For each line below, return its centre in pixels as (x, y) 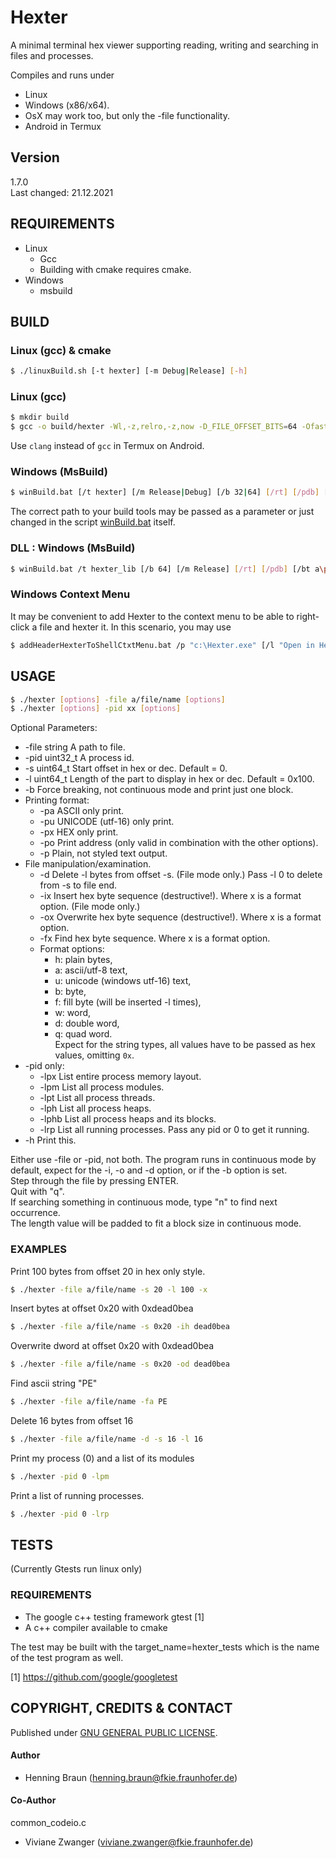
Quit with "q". (37, 1192)
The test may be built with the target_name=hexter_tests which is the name (165, 1647)
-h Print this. (50, 1140)
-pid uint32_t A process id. (79, 758)
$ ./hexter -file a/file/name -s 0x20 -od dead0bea (120, 1364)
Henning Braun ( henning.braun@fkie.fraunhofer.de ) (131, 1777)
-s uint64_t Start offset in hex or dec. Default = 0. (126, 768)
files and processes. (52, 55)
